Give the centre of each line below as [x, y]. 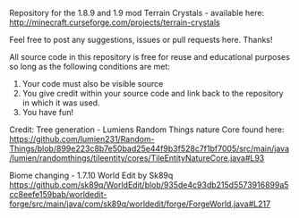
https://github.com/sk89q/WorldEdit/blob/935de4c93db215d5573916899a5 [149, 185]
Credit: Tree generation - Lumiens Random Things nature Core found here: [147, 130]
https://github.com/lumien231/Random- [82, 139]
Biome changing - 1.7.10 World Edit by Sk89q [91, 175]
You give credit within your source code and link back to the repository [153, 93]
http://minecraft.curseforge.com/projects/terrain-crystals [115, 22]
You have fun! [48, 112]
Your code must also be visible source [93, 84]
